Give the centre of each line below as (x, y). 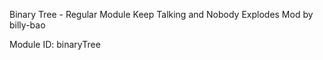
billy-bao (27, 25)
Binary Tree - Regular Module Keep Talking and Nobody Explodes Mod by (161, 14)
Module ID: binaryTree (55, 44)
